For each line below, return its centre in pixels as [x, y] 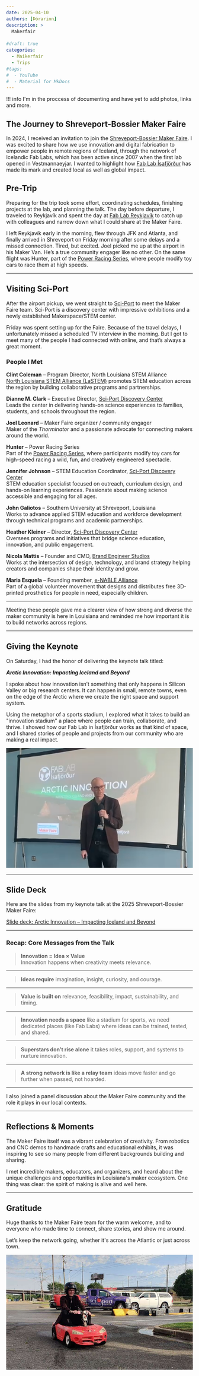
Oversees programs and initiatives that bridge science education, [86, 538]
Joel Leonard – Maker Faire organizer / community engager [79, 423]
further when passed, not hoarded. [63, 1079]
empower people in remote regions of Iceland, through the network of [91, 151]
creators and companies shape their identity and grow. [73, 568]
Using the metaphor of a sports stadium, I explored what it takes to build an [98, 714]
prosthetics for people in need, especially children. [87, 592]
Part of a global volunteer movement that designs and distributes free [91, 586]
